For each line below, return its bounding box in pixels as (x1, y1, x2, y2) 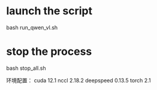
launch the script (6, 4, 93, 18)
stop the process (6, 45, 92, 58)
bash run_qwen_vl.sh (6, 24, 58, 31)
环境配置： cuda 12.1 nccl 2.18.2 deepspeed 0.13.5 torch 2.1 (6, 76, 151, 84)
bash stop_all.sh (6, 64, 46, 72)
